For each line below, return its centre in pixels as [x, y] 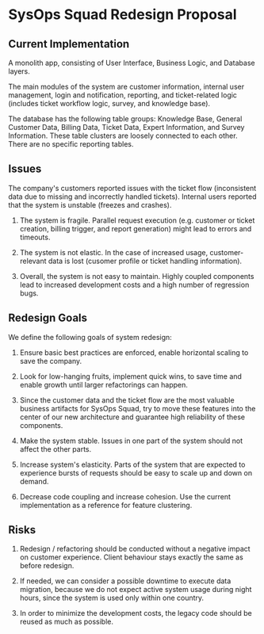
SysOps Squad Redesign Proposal [122, 15]
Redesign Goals [48, 318]
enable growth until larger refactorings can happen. [104, 384]
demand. [34, 481]
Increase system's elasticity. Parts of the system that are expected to [132, 464]
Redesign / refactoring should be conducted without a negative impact [135, 549]
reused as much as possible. [66, 622]
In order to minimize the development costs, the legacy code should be [136, 613]
